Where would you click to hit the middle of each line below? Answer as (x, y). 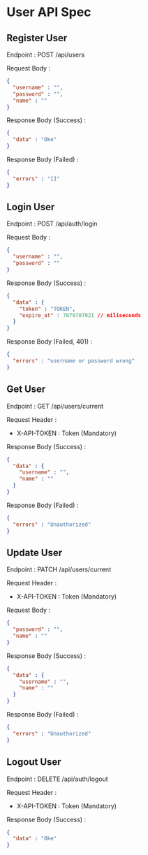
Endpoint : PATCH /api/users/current (59, 569)
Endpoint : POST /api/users (46, 54)
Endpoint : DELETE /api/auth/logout (58, 779)
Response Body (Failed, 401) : (50, 342)
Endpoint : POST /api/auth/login (52, 224)
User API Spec (49, 12)
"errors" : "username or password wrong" (74, 361)
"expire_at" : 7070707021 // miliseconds (80, 315)
